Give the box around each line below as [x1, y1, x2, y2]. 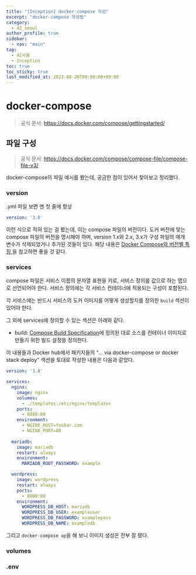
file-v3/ [20, 162, 39, 169]
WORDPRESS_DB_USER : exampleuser [21, 509, 101, 516]
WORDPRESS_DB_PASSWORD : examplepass [21, 515, 111, 521]
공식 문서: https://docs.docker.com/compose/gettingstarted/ [20, 120, 165, 127]
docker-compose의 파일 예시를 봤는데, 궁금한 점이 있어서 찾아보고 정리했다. [6, 174, 180, 181]
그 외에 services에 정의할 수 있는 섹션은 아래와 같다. [6, 317, 125, 324]
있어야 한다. [6, 304, 33, 311]
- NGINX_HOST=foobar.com [21, 422, 82, 429]
